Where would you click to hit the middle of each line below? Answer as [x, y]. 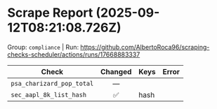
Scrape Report [50, 13]
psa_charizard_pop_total [52, 83]
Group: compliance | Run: [43, 47]
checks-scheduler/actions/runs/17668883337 [74, 54]
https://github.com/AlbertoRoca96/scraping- [145, 47]
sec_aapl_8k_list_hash [48, 95]
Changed [116, 71]
